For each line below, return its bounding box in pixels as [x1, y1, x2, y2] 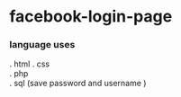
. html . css [9, 58, 50, 69]
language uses [9, 39, 76, 51]
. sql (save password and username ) [9, 78, 147, 89]
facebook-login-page [9, 6, 173, 27]
